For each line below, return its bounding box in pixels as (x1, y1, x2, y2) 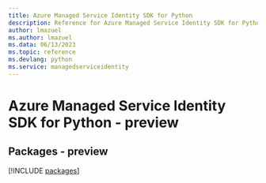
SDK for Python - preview (8, 114, 180, 131)
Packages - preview (8, 145, 108, 159)
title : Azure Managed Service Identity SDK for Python (8, 11, 193, 20)
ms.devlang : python (8, 56, 73, 64)
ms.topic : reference (8, 48, 77, 56)
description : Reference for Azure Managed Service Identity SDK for (8, 19, 239, 27)
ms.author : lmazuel (8, 33, 73, 42)
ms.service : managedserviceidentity (8, 63, 129, 71)
